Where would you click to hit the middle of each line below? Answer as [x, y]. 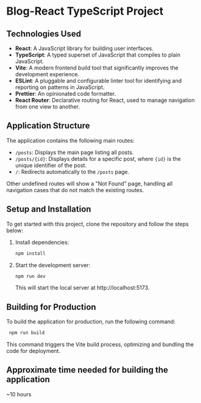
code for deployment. [33, 351]
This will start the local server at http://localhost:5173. [82, 288]
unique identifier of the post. [51, 165]
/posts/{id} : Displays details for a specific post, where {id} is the [98, 159]
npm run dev [30, 276]
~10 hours [19, 394]
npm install [30, 253]
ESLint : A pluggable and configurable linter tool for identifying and [98, 81]
